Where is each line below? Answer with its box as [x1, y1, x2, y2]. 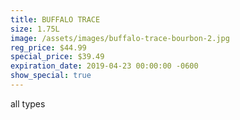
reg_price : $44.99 [10, 42, 87, 53]
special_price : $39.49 [10, 52, 105, 62]
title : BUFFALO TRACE [10, 14, 101, 25]
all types [10, 97, 46, 110]
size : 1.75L [10, 24, 60, 34]
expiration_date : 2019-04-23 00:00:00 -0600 [10, 61, 199, 71]
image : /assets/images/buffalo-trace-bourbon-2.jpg [10, 33, 230, 43]
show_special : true [10, 71, 92, 81]
